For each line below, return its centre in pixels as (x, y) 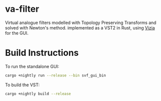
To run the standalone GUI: (32, 66)
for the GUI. (17, 33)
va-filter (22, 9)
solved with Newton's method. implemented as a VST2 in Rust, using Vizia (80, 27)
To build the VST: (23, 85)
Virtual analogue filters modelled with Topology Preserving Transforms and (81, 23)
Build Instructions (42, 53)
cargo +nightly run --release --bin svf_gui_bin (56, 75)
